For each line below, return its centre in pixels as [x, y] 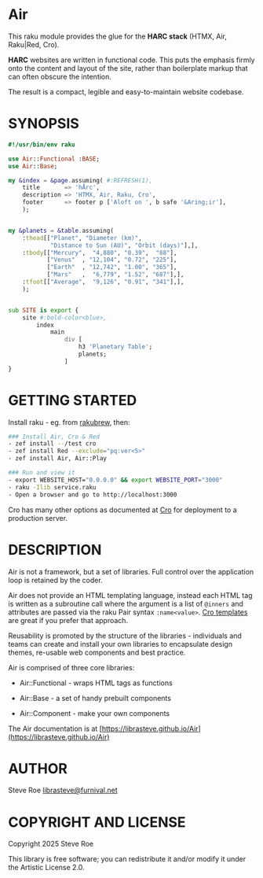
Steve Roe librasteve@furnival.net [63, 790]
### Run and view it [42, 473]
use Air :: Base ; [33, 166]
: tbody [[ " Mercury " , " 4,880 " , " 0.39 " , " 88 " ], [100, 253]
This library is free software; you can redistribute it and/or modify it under [127, 859]
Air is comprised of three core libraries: [71, 667]
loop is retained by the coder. [56, 580]
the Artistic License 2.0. [46, 868]
